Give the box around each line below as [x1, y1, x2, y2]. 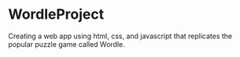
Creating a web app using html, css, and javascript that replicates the [8, 31, 233, 41]
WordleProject [8, 5, 105, 23]
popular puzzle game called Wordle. [8, 39, 126, 48]
